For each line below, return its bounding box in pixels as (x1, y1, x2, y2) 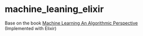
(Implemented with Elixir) (5, 25, 57, 31)
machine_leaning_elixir (5, 3, 104, 15)
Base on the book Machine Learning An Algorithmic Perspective (5, 20, 138, 26)
